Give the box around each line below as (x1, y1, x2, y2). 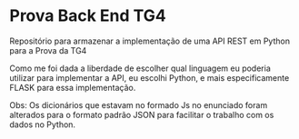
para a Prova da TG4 (9, 45, 87, 55)
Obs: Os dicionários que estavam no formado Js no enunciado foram (9, 99, 268, 110)
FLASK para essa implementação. (9, 82, 136, 93)
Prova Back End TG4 (9, 5, 166, 26)
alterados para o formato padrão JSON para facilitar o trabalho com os (9, 109, 274, 120)
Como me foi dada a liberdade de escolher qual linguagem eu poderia (9, 63, 271, 74)
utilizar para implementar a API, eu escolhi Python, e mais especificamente (9, 72, 290, 83)
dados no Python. (9, 119, 75, 130)
